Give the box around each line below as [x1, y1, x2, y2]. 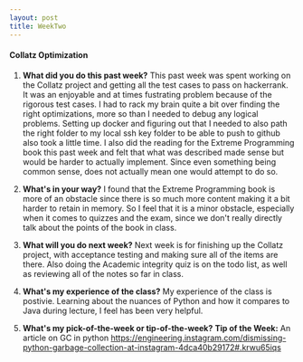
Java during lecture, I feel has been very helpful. [22, 305, 204, 316]
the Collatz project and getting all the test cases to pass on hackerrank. [22, 79, 289, 90]
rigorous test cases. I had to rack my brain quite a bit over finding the [22, 99, 280, 110]
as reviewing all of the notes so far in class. [22, 268, 184, 279]
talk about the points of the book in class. [22, 222, 177, 233]
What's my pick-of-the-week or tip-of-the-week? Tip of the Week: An [22, 322, 291, 333]
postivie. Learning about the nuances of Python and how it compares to [22, 295, 290, 306]
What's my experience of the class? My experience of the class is [22, 286, 273, 297]
